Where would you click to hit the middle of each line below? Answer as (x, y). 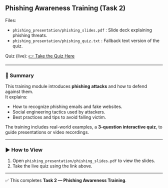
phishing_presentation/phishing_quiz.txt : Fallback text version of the (86, 40)
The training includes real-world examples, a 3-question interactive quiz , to (84, 127)
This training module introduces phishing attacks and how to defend (76, 86)
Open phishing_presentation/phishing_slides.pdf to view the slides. (84, 161)
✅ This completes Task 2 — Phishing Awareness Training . (66, 180)
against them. (19, 91)
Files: (11, 20)
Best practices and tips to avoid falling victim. (59, 117)
